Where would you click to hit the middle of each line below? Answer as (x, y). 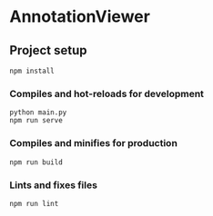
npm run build (36, 162)
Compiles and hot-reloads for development (107, 93)
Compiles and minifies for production (93, 143)
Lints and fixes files (54, 185)
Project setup (49, 50)
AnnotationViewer (80, 17)
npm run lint (34, 203)
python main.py (38, 113)
